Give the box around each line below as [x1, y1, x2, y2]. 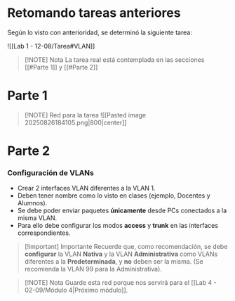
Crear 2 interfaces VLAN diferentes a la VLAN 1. [17, 184, 156, 193]
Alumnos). [17, 199, 48, 207]
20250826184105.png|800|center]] [24, 118, 127, 127]
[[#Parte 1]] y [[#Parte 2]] [24, 63, 98, 71]
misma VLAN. [17, 214, 58, 222]
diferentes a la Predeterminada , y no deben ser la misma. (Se [24, 257, 203, 266]
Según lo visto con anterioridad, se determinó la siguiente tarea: [7, 28, 193, 37]
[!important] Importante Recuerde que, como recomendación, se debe [24, 243, 228, 251]
